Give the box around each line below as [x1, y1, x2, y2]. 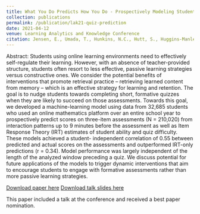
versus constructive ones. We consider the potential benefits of [6, 72, 162, 78]
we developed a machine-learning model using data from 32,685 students [6, 103, 189, 110]
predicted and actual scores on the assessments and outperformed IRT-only [6, 141, 193, 148]
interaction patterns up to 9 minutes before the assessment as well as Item [6, 122, 189, 129]
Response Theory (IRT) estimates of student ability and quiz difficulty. [6, 128, 178, 136]
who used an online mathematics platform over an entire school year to [6, 109, 181, 117]
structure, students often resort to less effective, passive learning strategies [6, 65, 192, 72]
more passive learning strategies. [6, 173, 88, 180]
